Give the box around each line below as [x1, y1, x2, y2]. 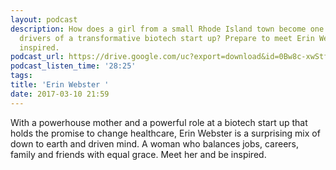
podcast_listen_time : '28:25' [10, 61, 137, 71]
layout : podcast [10, 14, 78, 25]
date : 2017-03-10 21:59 [10, 89, 110, 99]
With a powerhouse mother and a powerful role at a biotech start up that [10, 116, 308, 128]
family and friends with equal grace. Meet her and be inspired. [10, 148, 267, 160]
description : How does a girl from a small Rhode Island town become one [10, 24, 325, 34]
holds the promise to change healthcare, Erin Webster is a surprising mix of [10, 127, 321, 139]
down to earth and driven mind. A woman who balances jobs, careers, [10, 137, 299, 150]
